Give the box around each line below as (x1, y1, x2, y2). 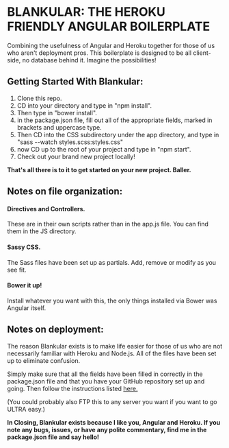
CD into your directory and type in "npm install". (16, 101, 152, 110)
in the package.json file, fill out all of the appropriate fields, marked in (16, 116, 213, 124)
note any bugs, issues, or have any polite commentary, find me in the (7, 425, 207, 434)
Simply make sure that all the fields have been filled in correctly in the (7, 370, 203, 378)
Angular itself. (7, 303, 46, 312)
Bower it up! (7, 281, 42, 290)
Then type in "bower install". (16, 108, 98, 117)
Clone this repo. (16, 94, 62, 102)
